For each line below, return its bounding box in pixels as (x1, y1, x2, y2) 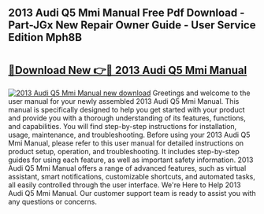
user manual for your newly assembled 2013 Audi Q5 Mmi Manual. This (8, 97, 240, 105)
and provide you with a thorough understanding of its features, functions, (8, 113, 247, 123)
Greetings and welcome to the (152, 88, 251, 98)
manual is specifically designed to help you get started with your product (8, 105, 246, 114)
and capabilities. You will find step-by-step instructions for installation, (8, 122, 237, 131)
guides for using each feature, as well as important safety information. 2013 (8, 155, 254, 164)
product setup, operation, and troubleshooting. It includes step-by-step (8, 147, 240, 156)
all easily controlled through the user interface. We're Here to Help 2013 (8, 180, 242, 190)
